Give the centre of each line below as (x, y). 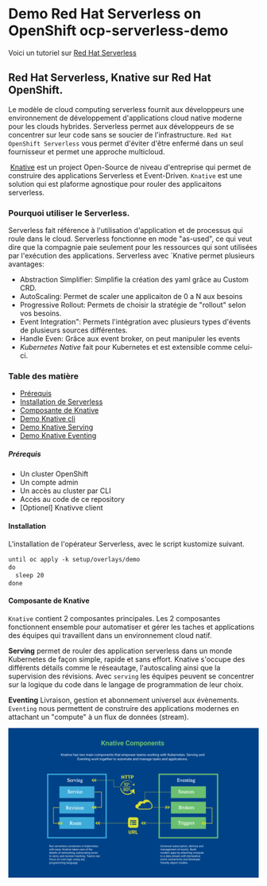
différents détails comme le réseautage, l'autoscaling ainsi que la (114, 667)
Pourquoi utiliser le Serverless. (69, 213)
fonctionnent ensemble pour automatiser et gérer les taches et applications (132, 627)
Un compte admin (49, 483)
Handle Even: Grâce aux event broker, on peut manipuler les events (130, 339)
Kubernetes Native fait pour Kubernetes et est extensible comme (126, 348)
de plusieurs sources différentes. (74, 330)
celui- (243, 348)
